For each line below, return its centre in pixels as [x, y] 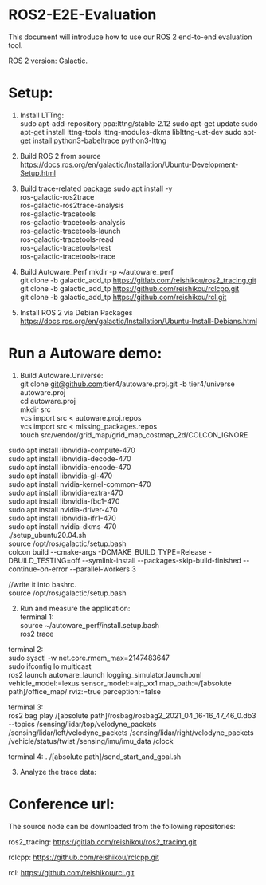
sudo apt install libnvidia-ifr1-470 [63, 518]
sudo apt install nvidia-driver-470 [63, 509]
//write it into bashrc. [43, 584]
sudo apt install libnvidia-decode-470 [70, 458]
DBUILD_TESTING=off [45, 560]
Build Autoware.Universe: [61, 375]
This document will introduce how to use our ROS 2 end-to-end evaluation [130, 37]
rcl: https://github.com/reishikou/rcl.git [71, 872]
